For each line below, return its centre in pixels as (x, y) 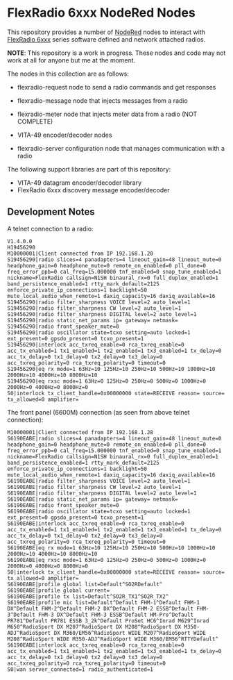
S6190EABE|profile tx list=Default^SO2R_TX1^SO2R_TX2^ (88, 596)
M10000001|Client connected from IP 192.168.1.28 (80, 432)
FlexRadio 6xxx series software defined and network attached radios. (106, 39)
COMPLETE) (35, 121)
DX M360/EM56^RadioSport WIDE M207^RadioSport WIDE (130, 633)
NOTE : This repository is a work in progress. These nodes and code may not (116, 53)
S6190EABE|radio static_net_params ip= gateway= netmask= (93, 499)
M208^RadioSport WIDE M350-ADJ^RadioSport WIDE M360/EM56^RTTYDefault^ (113, 639)
